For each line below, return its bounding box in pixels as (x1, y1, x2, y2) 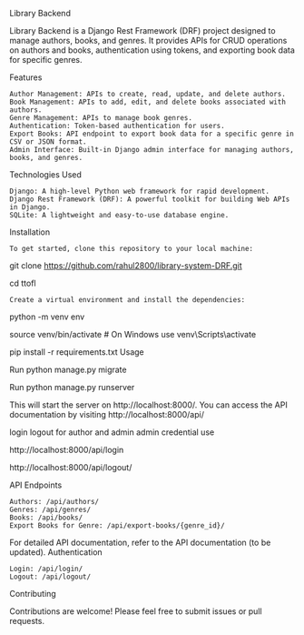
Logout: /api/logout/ (9, 572, 92, 581)
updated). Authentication (9, 547, 103, 558)
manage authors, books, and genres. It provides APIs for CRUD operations (9, 35, 288, 45)
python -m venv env (9, 311, 85, 322)
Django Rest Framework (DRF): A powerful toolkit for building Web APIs (9, 195, 290, 204)
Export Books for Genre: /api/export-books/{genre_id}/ (9, 521, 225, 530)
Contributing (9, 589, 56, 599)
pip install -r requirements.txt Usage (9, 347, 145, 358)
